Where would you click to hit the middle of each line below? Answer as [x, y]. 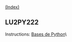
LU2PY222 [22, 22]
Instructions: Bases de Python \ [36, 34]
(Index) [12, 7]
